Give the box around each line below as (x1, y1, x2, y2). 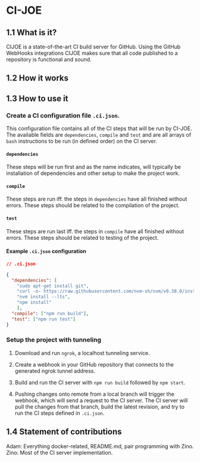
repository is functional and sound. (6, 56, 92, 63)
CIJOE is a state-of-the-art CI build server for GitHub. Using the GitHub (6, 43, 181, 50)
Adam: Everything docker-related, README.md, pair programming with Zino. (6, 442, 194, 449)
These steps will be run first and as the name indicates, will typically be (6, 164, 182, 171)
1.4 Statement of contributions (6, 427, 122, 437)
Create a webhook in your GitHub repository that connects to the (14, 361, 174, 368)
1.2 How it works (6, 73, 68, 84)
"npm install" (17, 300, 52, 306)
